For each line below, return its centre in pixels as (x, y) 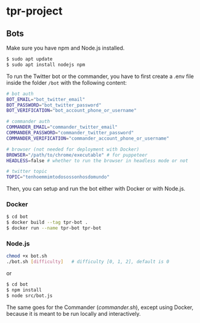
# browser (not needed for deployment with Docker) (73, 149)
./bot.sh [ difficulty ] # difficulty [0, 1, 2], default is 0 (88, 262)
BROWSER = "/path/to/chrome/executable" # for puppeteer (77, 155)
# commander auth (28, 122)
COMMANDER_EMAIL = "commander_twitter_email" (62, 127)
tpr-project (34, 11)
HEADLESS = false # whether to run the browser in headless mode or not (97, 161)
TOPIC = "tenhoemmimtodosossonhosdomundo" (58, 177)
